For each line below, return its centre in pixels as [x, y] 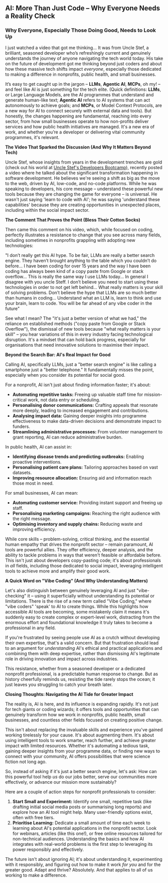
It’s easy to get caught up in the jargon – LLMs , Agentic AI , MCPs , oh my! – [83, 84]
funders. [21, 426]
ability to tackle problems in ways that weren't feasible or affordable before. [83, 555]
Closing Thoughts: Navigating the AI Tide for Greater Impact [69, 694]
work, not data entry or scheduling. [64, 400]
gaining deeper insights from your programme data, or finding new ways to [83, 751]
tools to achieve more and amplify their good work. [58, 571]
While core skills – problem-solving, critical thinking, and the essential [77, 539]
